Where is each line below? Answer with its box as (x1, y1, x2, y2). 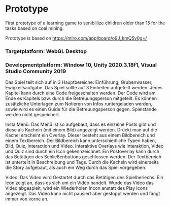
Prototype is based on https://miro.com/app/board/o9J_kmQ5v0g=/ (5, 35, 147, 41)
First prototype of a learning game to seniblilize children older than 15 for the (5, 20, 165, 26)
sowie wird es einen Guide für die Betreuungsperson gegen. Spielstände (5, 106, 157, 112)
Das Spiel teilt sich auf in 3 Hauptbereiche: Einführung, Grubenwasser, (5, 79, 153, 85)
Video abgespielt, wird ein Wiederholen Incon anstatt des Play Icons (5, 185, 148, 191)
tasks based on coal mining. (5, 25, 64, 31)
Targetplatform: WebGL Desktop (5, 48, 87, 55)
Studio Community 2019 (5, 67, 66, 75)
